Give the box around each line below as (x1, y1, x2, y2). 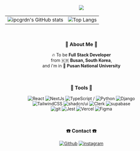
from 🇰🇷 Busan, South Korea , (50, 57, 112, 63)
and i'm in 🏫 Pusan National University (42, 63, 121, 69)
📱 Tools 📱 (70, 84, 93, 91)
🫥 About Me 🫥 (65, 41, 98, 48)
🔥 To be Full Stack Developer (51, 52, 111, 58)
